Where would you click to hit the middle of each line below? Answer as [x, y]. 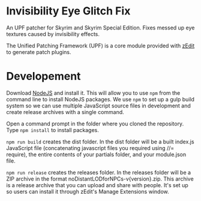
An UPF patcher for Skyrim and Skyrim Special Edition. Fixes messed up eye [100, 28]
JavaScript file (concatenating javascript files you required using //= [90, 148]
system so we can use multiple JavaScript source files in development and [98, 106]
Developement [43, 76]
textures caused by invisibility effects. [53, 34]
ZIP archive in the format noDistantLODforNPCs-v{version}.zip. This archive [100, 179]
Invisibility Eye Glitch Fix [68, 11]
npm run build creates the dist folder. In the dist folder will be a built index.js [100, 142]
